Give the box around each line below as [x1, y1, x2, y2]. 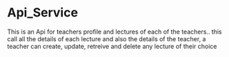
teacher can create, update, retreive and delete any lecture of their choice [7, 42, 217, 50]
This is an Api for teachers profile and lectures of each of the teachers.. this [7, 27, 222, 36]
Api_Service [7, 5, 78, 21]
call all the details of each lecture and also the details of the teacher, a [7, 34, 206, 43]
